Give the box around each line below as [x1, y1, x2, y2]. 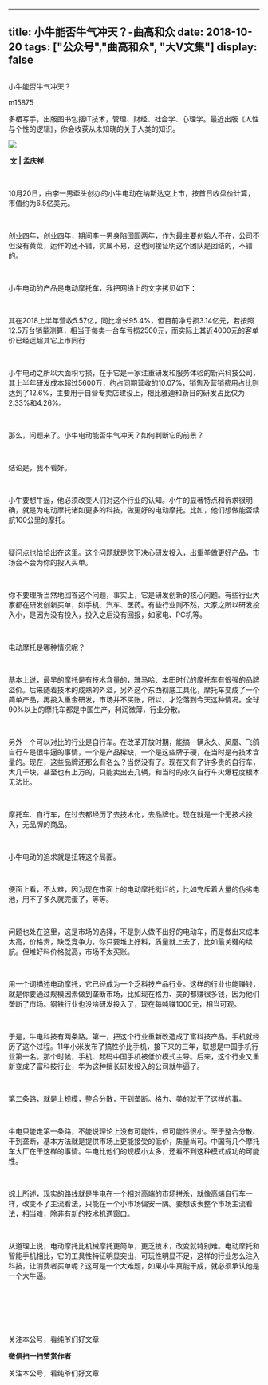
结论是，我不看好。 [8, 462, 72, 472]
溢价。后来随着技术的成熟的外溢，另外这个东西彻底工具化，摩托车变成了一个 [8, 684, 260, 694]
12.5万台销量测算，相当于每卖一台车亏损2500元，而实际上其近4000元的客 [8, 325, 253, 335]
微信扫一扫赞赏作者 [8, 1351, 72, 1361]
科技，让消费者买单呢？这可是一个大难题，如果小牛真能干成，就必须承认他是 [8, 1260, 260, 1270]
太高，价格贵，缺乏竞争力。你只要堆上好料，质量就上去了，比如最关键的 [8, 936, 246, 946]
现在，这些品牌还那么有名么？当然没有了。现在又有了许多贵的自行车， [29, 757, 260, 766]
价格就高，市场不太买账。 [49, 947, 134, 956]
